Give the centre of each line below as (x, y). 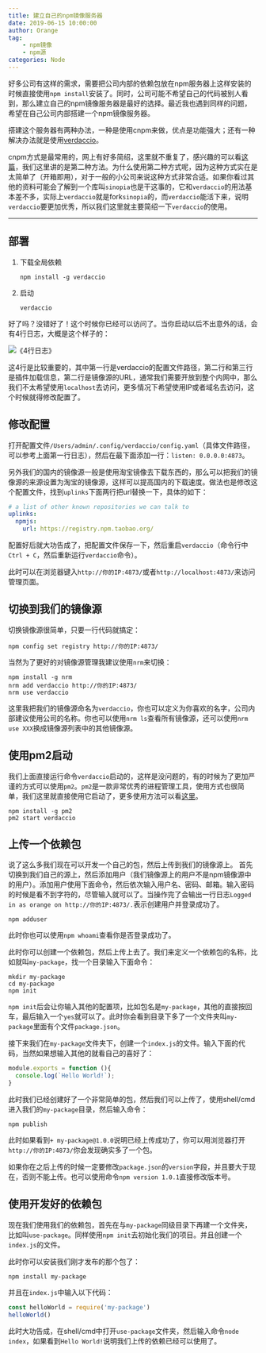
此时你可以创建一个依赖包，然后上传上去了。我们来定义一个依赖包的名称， (129, 952)
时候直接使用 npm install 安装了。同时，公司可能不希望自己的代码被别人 (125, 93)
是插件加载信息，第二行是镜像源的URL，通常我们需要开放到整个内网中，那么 (133, 377)
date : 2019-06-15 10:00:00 (53, 23)
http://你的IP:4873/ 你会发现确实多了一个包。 (82, 1150)
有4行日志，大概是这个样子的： (59, 333)
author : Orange (33, 30)
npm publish (28, 1124)
